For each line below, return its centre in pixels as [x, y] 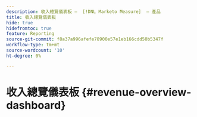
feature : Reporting [30, 34]
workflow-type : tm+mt [33, 45]
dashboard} [36, 105]
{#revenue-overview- [136, 92]
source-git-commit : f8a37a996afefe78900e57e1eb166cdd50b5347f [85, 39]
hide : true [20, 23]
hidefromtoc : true [29, 28]
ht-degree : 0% [24, 56]
